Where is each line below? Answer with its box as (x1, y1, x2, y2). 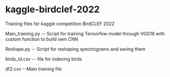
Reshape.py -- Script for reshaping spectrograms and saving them (5, 46, 146, 52)
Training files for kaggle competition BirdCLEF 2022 (5, 21, 115, 27)
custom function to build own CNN (5, 36, 78, 42)
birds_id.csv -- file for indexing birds (5, 55, 82, 62)
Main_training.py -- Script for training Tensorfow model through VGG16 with (5, 30, 165, 36)
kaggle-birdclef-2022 (5, 4, 100, 15)
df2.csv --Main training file (5, 66, 62, 72)
